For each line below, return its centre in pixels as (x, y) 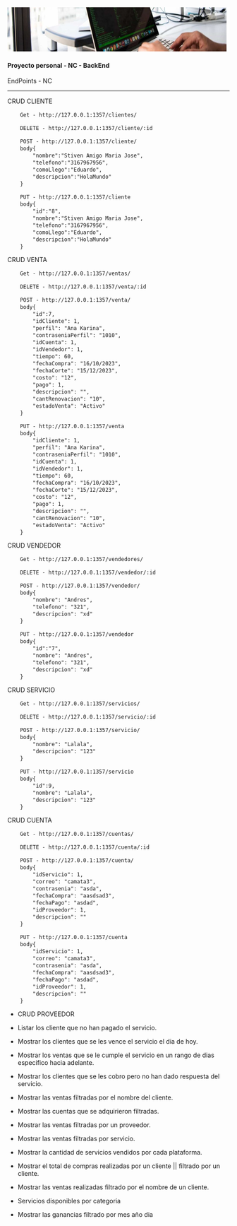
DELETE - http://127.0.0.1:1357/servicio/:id (88, 717)
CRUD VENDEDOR (34, 546)
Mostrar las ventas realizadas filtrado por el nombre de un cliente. (113, 1187)
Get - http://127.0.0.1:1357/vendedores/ (81, 560)
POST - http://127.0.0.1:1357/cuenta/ (77, 861)
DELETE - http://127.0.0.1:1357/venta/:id (83, 287)
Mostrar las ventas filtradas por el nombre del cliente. (95, 1097)
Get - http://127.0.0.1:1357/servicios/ (80, 704)
